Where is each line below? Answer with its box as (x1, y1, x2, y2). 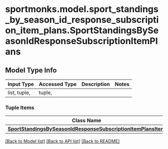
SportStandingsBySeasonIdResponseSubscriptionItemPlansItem (7, 125, 166, 132)
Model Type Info (5, 66, 57, 74)
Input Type (7, 81, 34, 87)
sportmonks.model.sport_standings (5, 3, 158, 15)
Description (81, 81, 110, 87)
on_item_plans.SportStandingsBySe (5, 25, 159, 36)
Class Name (71, 117, 101, 124)
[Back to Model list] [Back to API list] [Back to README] (5, 138, 120, 144)
